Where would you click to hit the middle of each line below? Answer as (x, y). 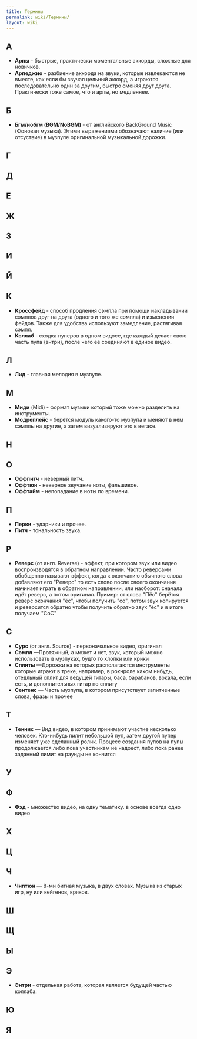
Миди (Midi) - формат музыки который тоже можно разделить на (97, 407)
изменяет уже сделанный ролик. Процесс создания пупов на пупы (99, 742)
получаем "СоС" (36, 613)
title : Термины (25, 12)
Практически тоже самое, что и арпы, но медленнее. (82, 92)
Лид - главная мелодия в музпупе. (59, 375)
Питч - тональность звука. (48, 530)
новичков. (27, 67)
